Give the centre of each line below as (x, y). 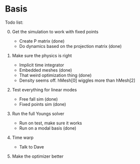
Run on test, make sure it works (50, 123)
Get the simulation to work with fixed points (55, 31)
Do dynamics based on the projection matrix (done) (70, 46)
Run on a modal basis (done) (48, 128)
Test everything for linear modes (44, 89)
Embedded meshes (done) (46, 70)
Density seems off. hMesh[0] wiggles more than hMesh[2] (77, 80)
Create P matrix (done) (42, 41)
